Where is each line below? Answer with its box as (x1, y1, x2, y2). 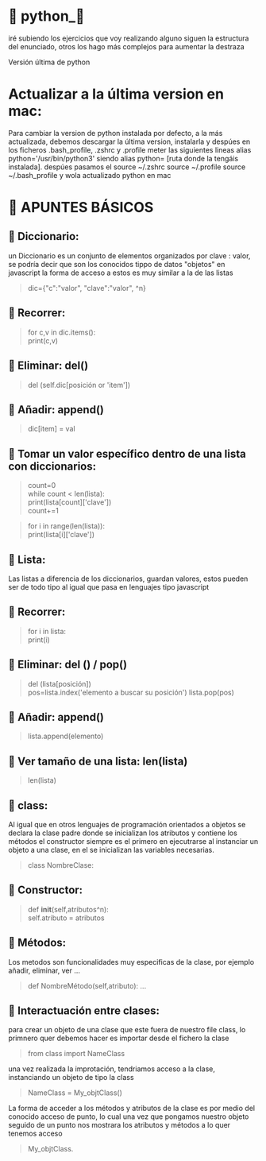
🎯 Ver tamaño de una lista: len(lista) (8, 754, 188, 768)
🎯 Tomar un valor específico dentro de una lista (8, 447, 246, 460)
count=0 (27, 481, 56, 490)
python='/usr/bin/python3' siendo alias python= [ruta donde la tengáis (8, 153, 239, 163)
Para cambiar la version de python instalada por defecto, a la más (8, 128, 223, 137)
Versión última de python (8, 57, 91, 67)
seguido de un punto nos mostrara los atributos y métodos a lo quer (8, 1120, 231, 1130)
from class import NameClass (27, 1049, 125, 1058)
